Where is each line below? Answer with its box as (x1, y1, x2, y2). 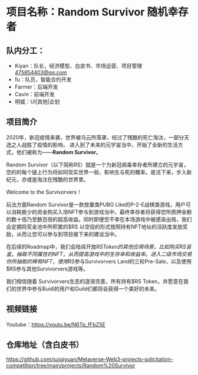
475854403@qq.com (14, 69, 67, 76)
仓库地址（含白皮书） (6, 340, 84, 350)
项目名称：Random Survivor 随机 (6, 5, 168, 19)
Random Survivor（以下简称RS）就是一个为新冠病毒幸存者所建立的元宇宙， (6, 161, 189, 168)
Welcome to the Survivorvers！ (6, 188, 82, 195)
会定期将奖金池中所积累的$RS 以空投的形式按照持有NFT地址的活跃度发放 (6, 223, 183, 230)
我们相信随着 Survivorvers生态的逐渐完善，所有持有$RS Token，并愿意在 (6, 278, 184, 285)
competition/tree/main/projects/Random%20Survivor (6, 362, 136, 369)
